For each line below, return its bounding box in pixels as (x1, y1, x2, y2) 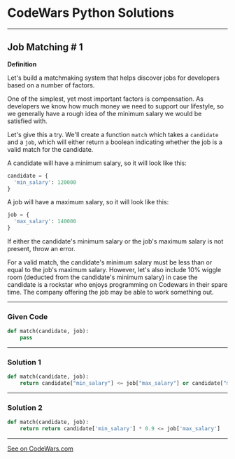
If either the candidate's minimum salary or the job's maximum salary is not (7, 237, 224, 246)
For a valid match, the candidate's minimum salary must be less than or (7, 258, 213, 267)
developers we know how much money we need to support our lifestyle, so (7, 101, 224, 110)
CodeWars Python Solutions (7, 5, 175, 21)
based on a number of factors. (7, 80, 95, 89)
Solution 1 (7, 357, 41, 367)
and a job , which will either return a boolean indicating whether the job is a (7, 138, 222, 146)
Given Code (7, 311, 48, 321)
